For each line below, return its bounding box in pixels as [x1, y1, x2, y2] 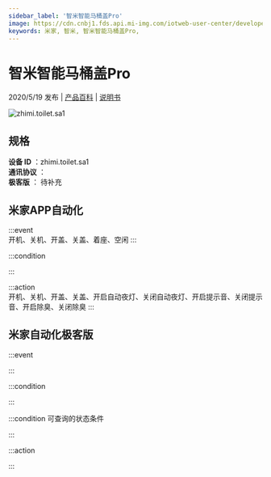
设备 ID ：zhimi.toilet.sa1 [8, 157, 90, 167]
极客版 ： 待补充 [8, 177, 62, 187]
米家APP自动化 [8, 203, 83, 217]
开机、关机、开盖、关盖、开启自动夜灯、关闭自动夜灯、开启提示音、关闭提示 [8, 292, 263, 302]
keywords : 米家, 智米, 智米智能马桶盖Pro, [8, 27, 140, 35]
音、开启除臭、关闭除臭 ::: [8, 302, 95, 311]
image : [8, 19, 31, 27]
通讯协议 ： [8, 167, 46, 177]
